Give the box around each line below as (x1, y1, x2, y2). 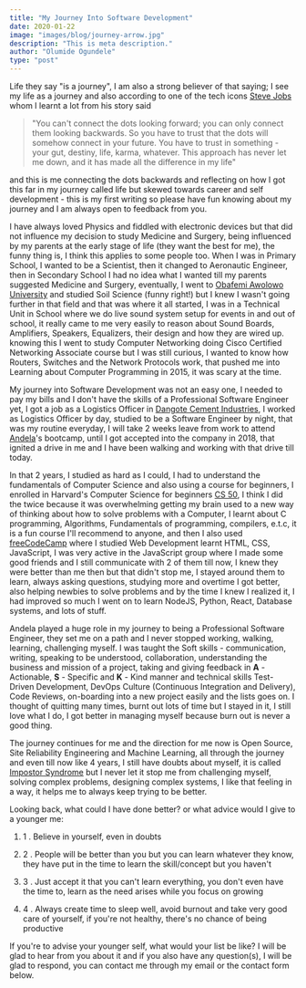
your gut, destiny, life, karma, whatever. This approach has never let (31, 147, 287, 158)
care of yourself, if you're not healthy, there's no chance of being (22, 913, 267, 924)
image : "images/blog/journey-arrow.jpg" (9, 30, 166, 39)
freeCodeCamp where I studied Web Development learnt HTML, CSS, (9, 537, 270, 548)
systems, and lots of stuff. (9, 606, 107, 616)
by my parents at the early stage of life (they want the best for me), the (9, 241, 275, 251)
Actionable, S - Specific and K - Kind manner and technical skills (9, 671, 252, 682)
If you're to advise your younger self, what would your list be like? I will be (9, 941, 287, 952)
